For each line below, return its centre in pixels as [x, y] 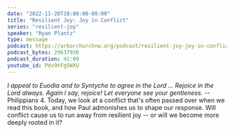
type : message [28, 40]
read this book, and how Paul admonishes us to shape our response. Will [111, 107]
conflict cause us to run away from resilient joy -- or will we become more [113, 115]
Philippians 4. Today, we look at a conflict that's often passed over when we [116, 100]
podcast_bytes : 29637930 [43, 53]
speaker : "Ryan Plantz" [42, 33]
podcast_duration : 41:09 [43, 59]
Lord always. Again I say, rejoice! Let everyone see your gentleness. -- [109, 93]
